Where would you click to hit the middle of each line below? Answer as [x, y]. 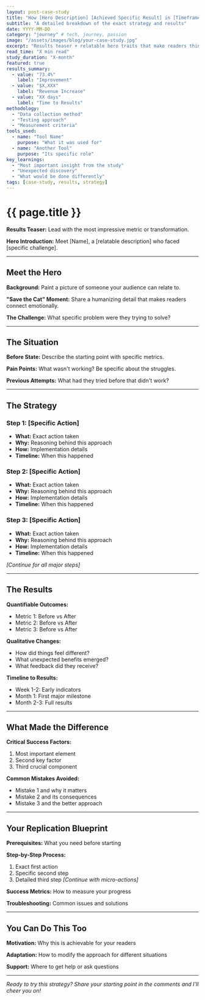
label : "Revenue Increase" [52, 92]
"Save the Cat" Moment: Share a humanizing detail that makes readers [96, 299]
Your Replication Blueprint [57, 828]
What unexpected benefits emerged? [62, 659]
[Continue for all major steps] [43, 565]
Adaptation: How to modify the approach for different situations [87, 955]
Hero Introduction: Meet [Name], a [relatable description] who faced [93, 241]
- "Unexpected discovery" [45, 171]
